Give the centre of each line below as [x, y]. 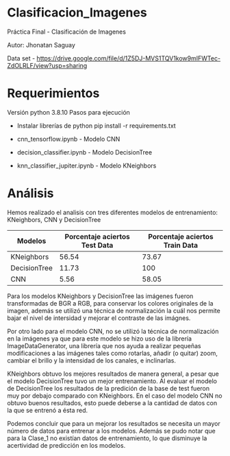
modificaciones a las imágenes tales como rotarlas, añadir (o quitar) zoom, [112, 353]
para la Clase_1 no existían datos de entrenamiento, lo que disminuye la [107, 438]
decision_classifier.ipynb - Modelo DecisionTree [85, 152]
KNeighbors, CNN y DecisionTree [54, 219]
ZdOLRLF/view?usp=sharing [47, 65]
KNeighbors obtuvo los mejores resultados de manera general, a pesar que [113, 374]
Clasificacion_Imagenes [77, 13]
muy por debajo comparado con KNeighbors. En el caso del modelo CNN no [115, 396]
